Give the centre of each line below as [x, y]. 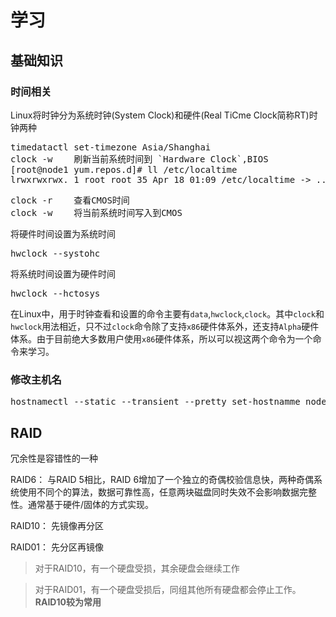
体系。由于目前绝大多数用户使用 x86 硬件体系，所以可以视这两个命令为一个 [161, 338]
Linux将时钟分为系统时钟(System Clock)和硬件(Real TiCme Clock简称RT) [160, 115]
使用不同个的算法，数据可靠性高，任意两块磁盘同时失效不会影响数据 [159, 492]
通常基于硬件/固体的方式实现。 [91, 504]
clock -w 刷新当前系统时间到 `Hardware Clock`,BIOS [139, 159]
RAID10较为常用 [68, 602]
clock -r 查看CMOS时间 [70, 200]
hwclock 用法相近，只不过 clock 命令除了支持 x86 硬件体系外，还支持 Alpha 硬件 [165, 326]
